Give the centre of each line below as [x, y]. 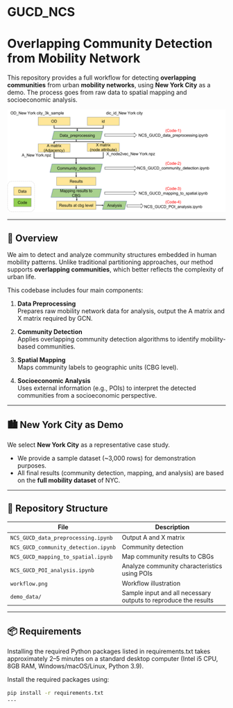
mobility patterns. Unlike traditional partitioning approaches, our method [110, 262]
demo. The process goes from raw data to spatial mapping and [97, 92]
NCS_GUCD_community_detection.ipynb [63, 547]
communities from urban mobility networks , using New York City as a [109, 85]
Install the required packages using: [58, 680]
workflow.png [29, 584]
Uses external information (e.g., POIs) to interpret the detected [106, 388]
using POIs [137, 574]
